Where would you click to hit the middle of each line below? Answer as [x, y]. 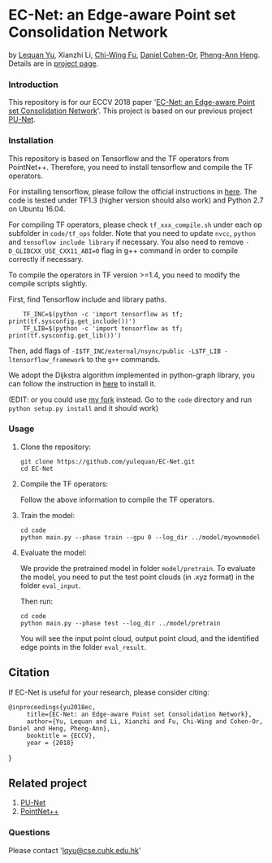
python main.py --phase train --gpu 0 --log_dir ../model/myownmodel [140, 537]
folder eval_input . [50, 585]
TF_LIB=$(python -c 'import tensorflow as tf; [103, 328]
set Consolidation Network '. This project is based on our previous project [131, 111]
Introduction [33, 85]
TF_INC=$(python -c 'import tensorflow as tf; [103, 314]
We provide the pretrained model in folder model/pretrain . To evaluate [138, 568]
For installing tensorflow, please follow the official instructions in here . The [133, 191]
